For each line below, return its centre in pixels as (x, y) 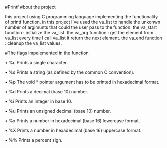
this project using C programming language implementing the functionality (82, 17)
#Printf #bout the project (30, 7)
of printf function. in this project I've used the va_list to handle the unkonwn (83, 22)
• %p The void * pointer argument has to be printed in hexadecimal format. (82, 82)
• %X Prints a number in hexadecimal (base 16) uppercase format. (73, 130)
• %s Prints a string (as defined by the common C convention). (70, 72)
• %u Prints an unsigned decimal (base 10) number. (58, 111)
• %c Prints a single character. (37, 63)
